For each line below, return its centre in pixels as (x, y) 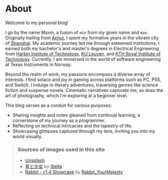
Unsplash (35, 160)
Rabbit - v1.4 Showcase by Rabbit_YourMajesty (74, 172)
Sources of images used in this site (61, 149)
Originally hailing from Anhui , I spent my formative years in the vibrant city (82, 38)
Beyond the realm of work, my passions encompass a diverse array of (78, 74)
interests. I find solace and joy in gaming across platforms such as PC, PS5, (83, 79)
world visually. (27, 136)
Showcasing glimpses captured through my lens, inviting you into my (84, 131)
